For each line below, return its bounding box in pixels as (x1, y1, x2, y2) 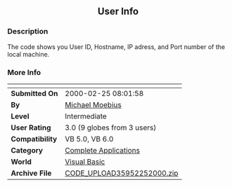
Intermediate (65, 111, 107, 121)
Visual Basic (65, 157, 105, 167)
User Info (97, 6, 139, 18)
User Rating (11, 123, 51, 132)
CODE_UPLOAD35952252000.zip (65, 168, 179, 178)
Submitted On (11, 88, 58, 98)
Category (11, 145, 44, 155)
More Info (7, 67, 41, 77)
